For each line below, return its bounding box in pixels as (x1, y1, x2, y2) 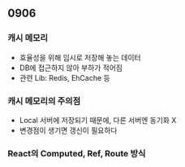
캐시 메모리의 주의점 (7, 95, 81, 107)
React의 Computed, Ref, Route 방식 (7, 147, 146, 159)
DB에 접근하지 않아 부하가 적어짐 (19, 63, 123, 73)
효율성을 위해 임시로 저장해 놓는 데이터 (19, 52, 141, 62)
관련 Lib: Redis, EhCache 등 (19, 73, 110, 82)
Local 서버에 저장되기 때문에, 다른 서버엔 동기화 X (19, 115, 177, 125)
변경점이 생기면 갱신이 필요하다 (19, 125, 118, 135)
